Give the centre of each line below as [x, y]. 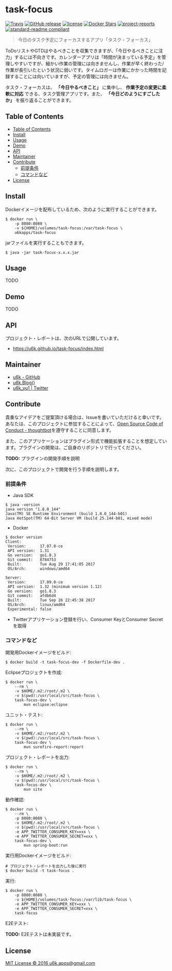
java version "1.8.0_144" [33, 509]
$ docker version [24, 537]
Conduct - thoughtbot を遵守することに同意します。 [60, 430]
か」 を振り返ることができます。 [40, 100]
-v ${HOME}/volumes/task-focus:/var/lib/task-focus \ [73, 900]
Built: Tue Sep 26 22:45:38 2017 [51, 600]
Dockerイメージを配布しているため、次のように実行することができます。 [82, 209]
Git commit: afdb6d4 [32, 596]
